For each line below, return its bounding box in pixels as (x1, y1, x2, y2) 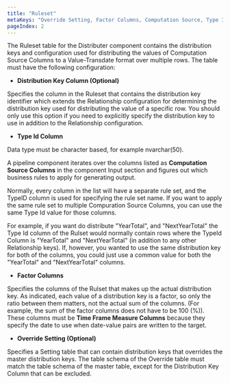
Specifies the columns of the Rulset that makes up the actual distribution (7, 285, 212, 293)
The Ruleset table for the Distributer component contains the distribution (7, 42, 212, 50)
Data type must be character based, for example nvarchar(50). (7, 145, 184, 154)
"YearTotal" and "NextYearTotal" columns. (7, 258, 125, 267)
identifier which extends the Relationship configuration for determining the (7, 97, 217, 106)
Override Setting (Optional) (16, 334, 97, 343)
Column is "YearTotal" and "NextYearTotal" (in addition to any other (7, 236, 197, 245)
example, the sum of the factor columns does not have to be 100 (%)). (7, 306, 205, 315)
